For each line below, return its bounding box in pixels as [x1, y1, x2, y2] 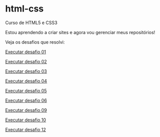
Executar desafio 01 [5, 49, 46, 55]
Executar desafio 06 [5, 97, 47, 103]
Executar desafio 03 [5, 68, 47, 74]
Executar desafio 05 [5, 87, 47, 93]
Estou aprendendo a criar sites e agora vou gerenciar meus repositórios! [5, 29, 155, 35]
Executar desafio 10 [5, 116, 46, 123]
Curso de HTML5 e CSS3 [5, 20, 58, 26]
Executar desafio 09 [5, 107, 47, 113]
